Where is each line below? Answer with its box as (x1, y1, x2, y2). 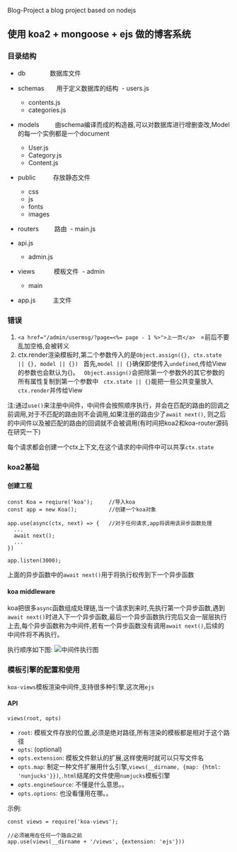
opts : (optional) (17, 745, 62, 753)
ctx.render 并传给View (17, 386, 83, 394)
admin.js (28, 252, 53, 261)
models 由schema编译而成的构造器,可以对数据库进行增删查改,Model (17, 120, 230, 128)
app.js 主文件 (17, 296, 72, 304)
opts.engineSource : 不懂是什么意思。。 (17, 780, 129, 788)
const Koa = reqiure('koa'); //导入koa (7, 499, 136, 506)
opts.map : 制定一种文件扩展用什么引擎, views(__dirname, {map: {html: (17, 762, 221, 770)
